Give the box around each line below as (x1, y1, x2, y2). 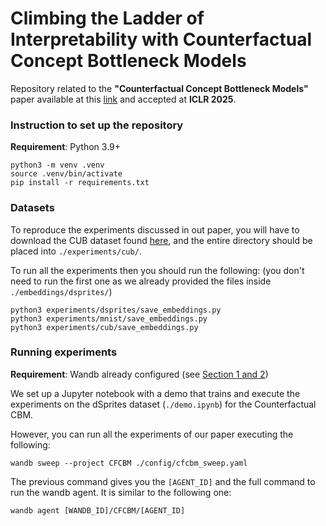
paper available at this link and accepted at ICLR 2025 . (10, 93, 237, 105)
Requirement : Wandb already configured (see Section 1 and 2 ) (10, 368, 269, 380)
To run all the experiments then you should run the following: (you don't (10, 264, 305, 276)
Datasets (10, 201, 55, 215)
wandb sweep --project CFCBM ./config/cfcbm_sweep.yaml (10, 458, 248, 468)
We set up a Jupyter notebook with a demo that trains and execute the (10, 387, 301, 399)
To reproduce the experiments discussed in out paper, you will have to (10, 223, 300, 236)
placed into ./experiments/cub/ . (10, 245, 142, 257)
